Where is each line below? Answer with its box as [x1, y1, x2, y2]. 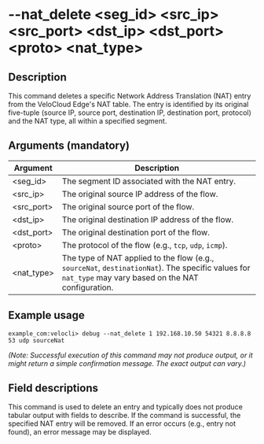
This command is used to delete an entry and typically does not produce [8, 402, 244, 412]
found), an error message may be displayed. [8, 427, 152, 437]
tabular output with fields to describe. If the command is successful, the [8, 411, 241, 420]
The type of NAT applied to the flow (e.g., [61, 252, 214, 263]
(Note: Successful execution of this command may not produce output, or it [8, 350, 253, 360]
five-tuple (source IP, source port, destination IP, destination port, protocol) [8, 108, 251, 117]
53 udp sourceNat [8, 336, 65, 344]
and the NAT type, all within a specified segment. [8, 117, 167, 125]
